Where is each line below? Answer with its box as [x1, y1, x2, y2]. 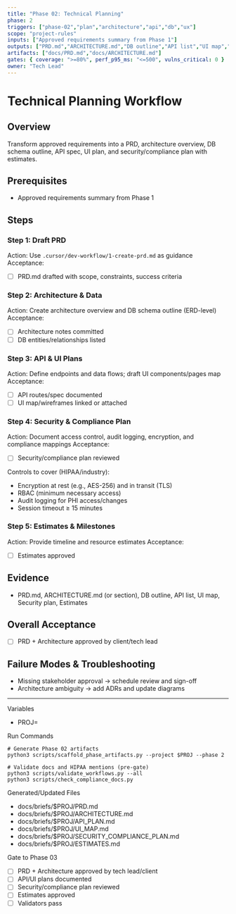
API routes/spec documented [17, 390, 103, 399]
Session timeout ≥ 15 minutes [17, 504, 103, 513]
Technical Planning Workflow [7, 93, 183, 109]
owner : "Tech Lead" [7, 63, 65, 70]
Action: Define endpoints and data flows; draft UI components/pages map [7, 369, 221, 377]
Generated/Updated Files [7, 789, 81, 797]
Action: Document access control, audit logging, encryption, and [7, 432, 195, 441]
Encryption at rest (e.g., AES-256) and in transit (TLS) [17, 482, 173, 490]
